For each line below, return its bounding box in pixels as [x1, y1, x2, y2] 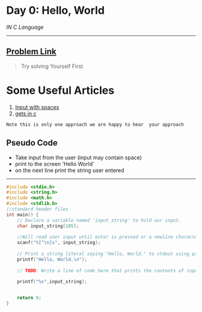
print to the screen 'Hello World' [14, 160, 94, 167]
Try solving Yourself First [20, 63, 83, 70]
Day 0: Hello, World [6, 4, 105, 17]
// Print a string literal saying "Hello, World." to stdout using [17, 251, 189, 257]
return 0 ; [17, 295, 42, 301]
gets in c [14, 109, 37, 117]
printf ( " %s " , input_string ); [17, 279, 87, 285]
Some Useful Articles [6, 84, 115, 97]
